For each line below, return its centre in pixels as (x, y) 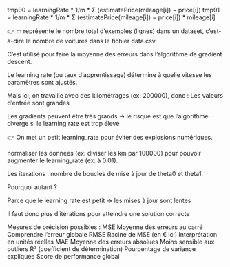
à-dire (16, 41)
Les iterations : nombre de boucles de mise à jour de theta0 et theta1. (105, 174)
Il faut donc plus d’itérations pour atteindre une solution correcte (98, 214)
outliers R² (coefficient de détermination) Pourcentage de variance (102, 249)
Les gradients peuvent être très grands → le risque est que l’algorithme (108, 116)
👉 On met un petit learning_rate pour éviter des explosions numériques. (110, 137)
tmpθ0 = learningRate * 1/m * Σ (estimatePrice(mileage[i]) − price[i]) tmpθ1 (114, 10)
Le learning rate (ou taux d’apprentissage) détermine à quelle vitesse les (109, 75)
